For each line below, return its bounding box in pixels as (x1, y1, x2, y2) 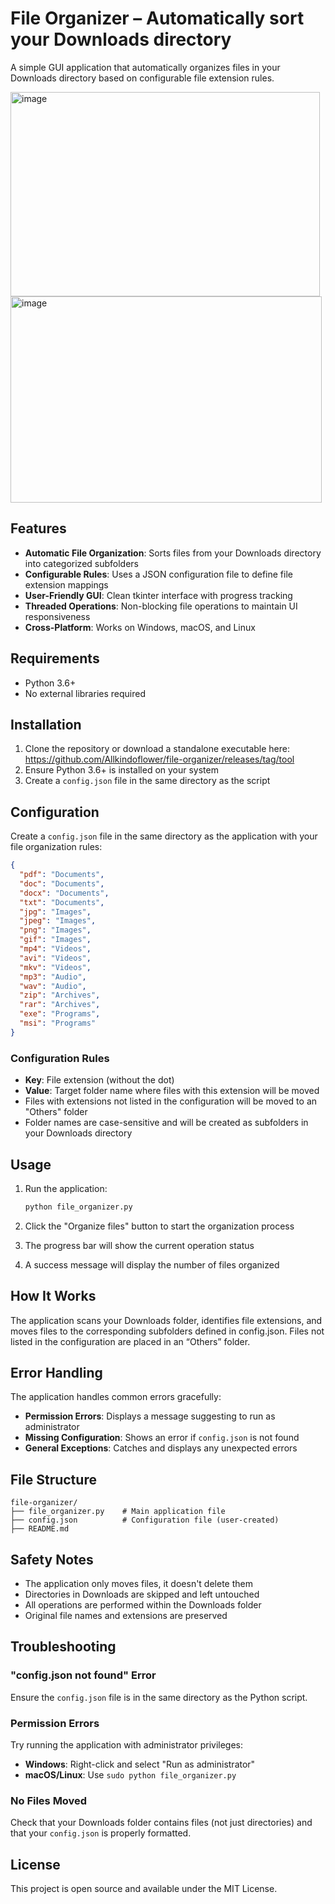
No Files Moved (10, 1793, 88, 1807)
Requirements (10, 650, 100, 667)
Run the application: (24, 1182, 108, 1194)
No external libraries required (24, 687, 146, 699)
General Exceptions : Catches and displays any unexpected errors (24, 1442, 298, 1454)
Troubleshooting (10, 1638, 117, 1656)
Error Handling (10, 1365, 103, 1381)
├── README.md (10, 1524, 70, 1534)
